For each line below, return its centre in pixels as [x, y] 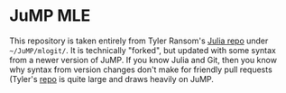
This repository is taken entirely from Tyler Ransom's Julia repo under [139, 41]
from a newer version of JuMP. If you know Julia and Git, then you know [143, 60]
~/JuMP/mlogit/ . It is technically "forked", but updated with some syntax [143, 50]
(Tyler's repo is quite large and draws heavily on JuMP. [112, 79]
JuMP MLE [50, 16]
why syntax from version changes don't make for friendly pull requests [141, 70]
